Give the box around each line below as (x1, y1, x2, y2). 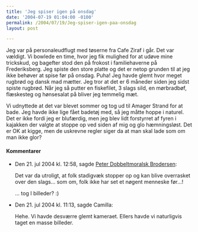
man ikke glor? (6, 134, 42, 141)
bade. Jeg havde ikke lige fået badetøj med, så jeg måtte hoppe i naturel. (6, 109, 184, 116)
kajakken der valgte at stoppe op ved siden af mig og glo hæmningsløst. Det (6, 121, 193, 128)
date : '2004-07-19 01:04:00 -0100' (6, 14, 94, 20)
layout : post (6, 25, 39, 31)
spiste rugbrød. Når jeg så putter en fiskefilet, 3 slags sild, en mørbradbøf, (6, 84, 187, 92)
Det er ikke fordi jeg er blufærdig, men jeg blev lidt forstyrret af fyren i (6, 115, 177, 122)
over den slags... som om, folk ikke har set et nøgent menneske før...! (14, 179, 184, 186)
